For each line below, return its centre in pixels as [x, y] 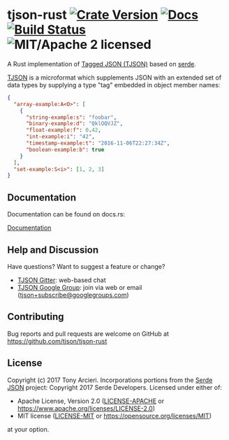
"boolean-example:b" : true [65, 149]
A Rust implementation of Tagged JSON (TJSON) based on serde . [102, 64]
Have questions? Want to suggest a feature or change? [86, 266]
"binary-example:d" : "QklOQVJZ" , [74, 124]
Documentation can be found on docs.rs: [66, 214]
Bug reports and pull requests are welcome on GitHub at [88, 333]
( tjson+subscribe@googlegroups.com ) [73, 295]
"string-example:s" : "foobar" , [71, 117]
